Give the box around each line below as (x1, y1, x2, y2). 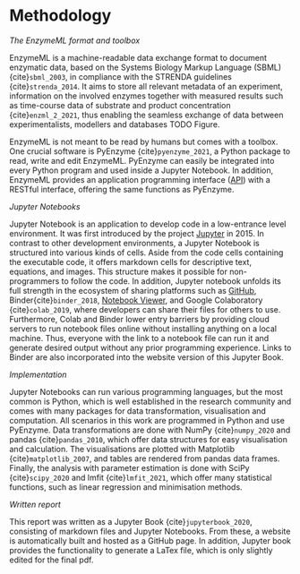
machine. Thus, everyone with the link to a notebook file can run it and (9, 332, 270, 343)
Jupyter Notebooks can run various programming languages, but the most (9, 386, 284, 397)
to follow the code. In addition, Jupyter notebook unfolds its (61, 275, 282, 287)
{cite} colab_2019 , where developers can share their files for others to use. (9, 304, 281, 314)
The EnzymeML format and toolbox (9, 35, 141, 46)
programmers (9, 275, 60, 287)
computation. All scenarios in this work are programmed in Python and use (9, 415, 285, 425)
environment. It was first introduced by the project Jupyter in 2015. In (9, 227, 264, 238)
